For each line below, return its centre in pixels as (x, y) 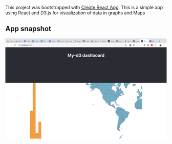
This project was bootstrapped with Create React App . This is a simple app (84, 7)
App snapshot (28, 29)
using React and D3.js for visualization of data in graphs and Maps (75, 13)
